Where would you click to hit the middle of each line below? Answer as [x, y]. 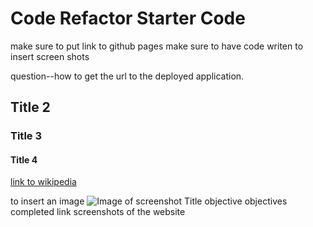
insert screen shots [50, 56]
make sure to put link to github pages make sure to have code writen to [157, 46]
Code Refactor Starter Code [128, 18]
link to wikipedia [43, 182]
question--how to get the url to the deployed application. [127, 76]
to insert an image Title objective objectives [149, 201]
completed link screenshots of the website [98, 212]
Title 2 [30, 107]
